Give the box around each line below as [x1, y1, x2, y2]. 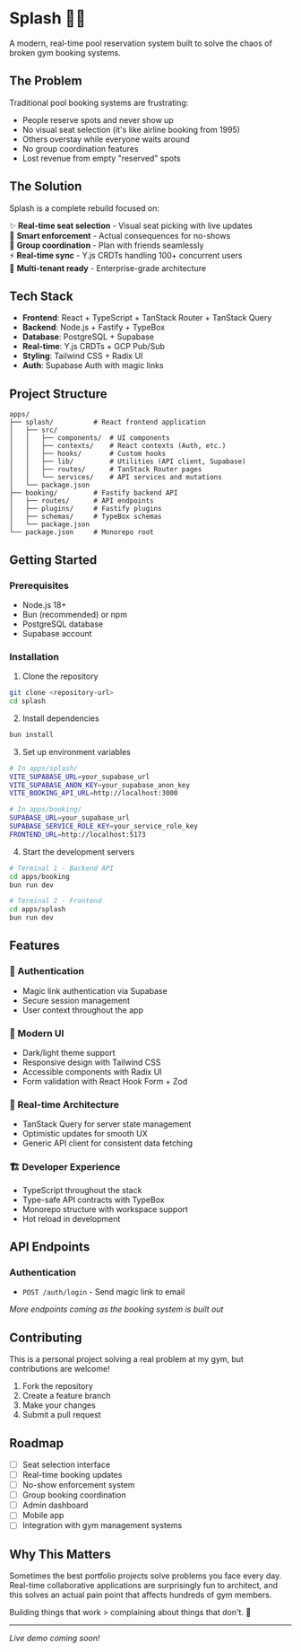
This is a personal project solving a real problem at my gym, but [9, 1354, 245, 1365]
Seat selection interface [21, 1459, 110, 1470]
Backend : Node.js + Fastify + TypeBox [21, 322, 166, 333]
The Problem [9, 74, 82, 89]
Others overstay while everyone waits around [21, 134, 190, 145]
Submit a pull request [21, 1410, 101, 1420]
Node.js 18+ [21, 599, 67, 610]
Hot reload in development [21, 1213, 121, 1224]
